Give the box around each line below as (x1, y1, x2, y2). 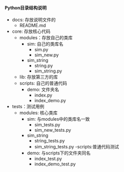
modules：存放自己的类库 (19, 35, 73, 41)
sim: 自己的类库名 (27, 41, 64, 47)
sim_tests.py (34, 122, 61, 128)
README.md (19, 23, 46, 29)
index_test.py (34, 156, 62, 162)
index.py (34, 92, 53, 98)
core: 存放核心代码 (12, 28, 51, 35)
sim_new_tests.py (34, 127, 71, 133)
